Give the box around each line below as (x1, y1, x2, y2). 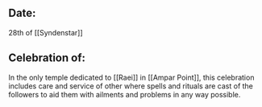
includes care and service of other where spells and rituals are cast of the (8, 80, 254, 91)
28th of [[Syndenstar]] (8, 27, 83, 37)
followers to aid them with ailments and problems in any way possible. (8, 89, 241, 99)
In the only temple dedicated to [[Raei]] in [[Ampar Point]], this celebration (8, 72, 255, 82)
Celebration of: (8, 51, 86, 65)
